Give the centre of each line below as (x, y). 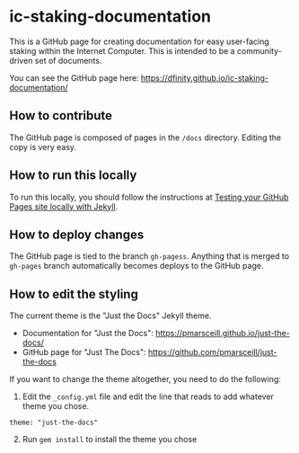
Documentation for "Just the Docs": (88, 333)
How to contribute (61, 115)
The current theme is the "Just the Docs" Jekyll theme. (110, 315)
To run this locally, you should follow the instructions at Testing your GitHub (149, 197)
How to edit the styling (74, 294)
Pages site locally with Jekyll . (64, 206)
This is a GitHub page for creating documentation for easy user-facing (139, 41)
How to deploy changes (77, 234)
